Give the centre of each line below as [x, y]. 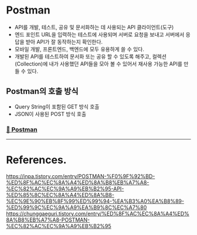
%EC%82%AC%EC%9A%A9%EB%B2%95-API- [65, 189]
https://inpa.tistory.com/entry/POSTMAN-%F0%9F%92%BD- [81, 176]
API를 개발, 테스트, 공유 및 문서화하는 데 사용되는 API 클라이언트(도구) [94, 27]
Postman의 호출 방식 [42, 91]
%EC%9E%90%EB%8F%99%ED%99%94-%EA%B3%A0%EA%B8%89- [95, 201]
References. [36, 160]
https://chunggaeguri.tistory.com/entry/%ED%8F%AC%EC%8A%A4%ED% [98, 213]
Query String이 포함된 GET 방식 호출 [57, 107]
